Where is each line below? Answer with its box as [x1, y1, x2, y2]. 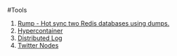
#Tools [7, 6, 27, 14]
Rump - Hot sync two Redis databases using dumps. [17, 19, 170, 27]
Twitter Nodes [17, 41, 59, 49]
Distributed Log [17, 34, 63, 42]
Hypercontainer [17, 27, 63, 35]
